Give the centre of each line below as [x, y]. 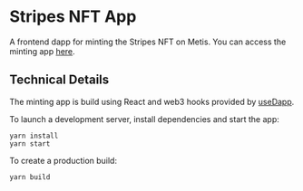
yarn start [30, 143]
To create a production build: [64, 160]
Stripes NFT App [73, 17]
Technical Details [59, 80]
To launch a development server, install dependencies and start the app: [144, 119]
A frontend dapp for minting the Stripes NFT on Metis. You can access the [148, 42]
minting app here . [42, 51]
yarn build [30, 177]
